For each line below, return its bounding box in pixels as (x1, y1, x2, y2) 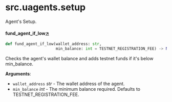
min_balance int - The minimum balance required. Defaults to (12, 86, 141, 92)
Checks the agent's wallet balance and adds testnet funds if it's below (5, 55, 154, 61)
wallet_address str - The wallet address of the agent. (12, 81, 125, 87)
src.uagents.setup (5, 2, 86, 13)
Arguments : (5, 70, 32, 76)
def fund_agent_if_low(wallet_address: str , (5, 41, 102, 47)
